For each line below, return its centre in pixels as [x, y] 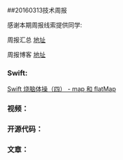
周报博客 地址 [26, 55]
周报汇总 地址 [26, 40]
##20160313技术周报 [37, 10]
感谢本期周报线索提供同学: [45, 25]
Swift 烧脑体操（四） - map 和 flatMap [62, 89]
